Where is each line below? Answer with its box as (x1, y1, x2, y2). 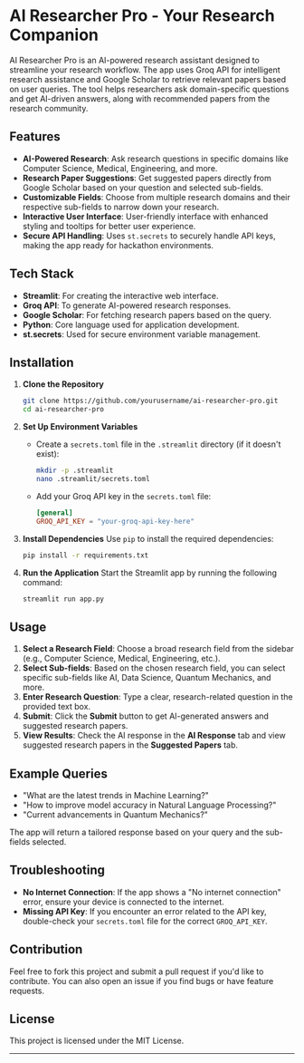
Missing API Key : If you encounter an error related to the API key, (22, 905, 267, 916)
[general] (35, 508, 74, 517)
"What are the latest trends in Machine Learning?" (22, 790, 210, 800)
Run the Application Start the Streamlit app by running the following (22, 567, 278, 578)
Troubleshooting (9, 863, 106, 878)
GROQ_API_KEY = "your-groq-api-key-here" (35, 517, 195, 526)
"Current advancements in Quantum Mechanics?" (22, 809, 208, 820)
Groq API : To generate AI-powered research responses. (22, 300, 232, 311)
